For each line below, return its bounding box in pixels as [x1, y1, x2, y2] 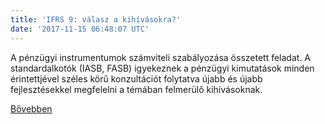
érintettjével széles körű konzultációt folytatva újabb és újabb [10, 72, 263, 85]
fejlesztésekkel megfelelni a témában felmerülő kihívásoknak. [10, 83, 263, 95]
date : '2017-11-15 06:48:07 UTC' [10, 24, 150, 34]
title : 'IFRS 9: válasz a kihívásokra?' [10, 14, 182, 25]
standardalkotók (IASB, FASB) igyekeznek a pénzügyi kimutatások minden [10, 62, 315, 74]
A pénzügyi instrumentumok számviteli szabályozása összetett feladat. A [10, 51, 312, 63]
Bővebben [10, 102, 53, 115]
